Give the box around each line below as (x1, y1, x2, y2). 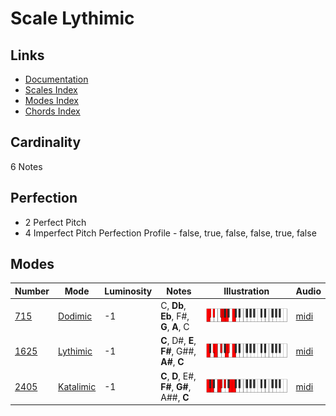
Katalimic (58, 380, 97, 392)
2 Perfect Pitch (24, 216, 87, 228)
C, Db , (160, 300, 187, 312)
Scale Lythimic (10, 7, 135, 30)
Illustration (223, 285, 270, 297)
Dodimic (58, 310, 93, 322)
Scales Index (24, 84, 78, 96)
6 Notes (10, 160, 43, 172)
